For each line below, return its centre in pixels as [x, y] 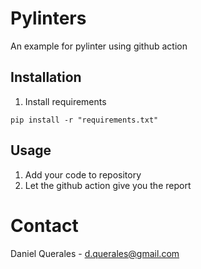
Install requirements [65, 101]
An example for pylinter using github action [99, 46]
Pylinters [48, 18]
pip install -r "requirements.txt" [84, 120]
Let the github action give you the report [108, 185]
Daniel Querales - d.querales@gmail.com [95, 253]
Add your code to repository [83, 174]
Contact [44, 225]
